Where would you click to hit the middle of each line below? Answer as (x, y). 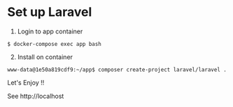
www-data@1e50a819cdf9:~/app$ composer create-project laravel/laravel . (117, 69)
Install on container (45, 57)
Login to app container (50, 31)
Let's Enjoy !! (26, 82)
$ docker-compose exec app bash (54, 44)
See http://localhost (36, 96)
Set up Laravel (50, 12)
